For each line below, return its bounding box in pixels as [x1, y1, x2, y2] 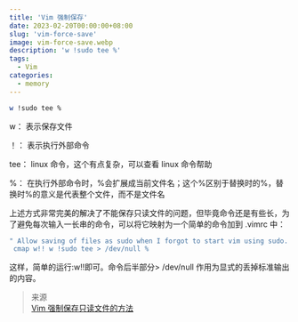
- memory [17, 79, 50, 88]
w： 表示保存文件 [9, 121, 73, 132]
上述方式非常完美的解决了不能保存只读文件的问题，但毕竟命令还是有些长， [9, 207, 282, 218]
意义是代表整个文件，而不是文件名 [39, 189, 165, 199]
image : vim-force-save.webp [9, 37, 114, 47]
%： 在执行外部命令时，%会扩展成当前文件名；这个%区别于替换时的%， [9, 177, 276, 188]
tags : [9, 54, 29, 63]
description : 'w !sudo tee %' [9, 46, 122, 55]
